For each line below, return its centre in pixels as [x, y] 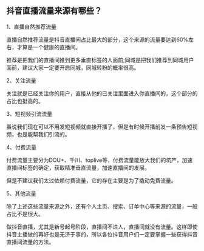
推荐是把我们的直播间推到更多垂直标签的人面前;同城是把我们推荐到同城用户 [100, 60]
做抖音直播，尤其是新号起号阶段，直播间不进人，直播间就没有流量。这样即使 [102, 227]
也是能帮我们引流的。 [43, 134]
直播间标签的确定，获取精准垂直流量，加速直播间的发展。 [78, 167]
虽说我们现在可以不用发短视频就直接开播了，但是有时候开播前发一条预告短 [99, 127]
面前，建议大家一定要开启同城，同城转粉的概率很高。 [73, 67]
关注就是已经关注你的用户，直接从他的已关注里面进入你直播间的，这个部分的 [102, 93]
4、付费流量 [22, 147]
